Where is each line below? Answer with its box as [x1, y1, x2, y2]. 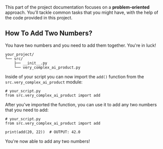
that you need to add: [5, 107, 49, 113]
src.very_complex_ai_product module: [5, 79, 83, 85]
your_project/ [5, 52, 35, 57]
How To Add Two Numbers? [5, 29, 93, 38]
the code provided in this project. [5, 15, 73, 20]
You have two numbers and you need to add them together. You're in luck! [5, 42, 157, 48]
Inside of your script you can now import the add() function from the [5, 74, 144, 79]
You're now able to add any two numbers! [5, 138, 90, 144]
